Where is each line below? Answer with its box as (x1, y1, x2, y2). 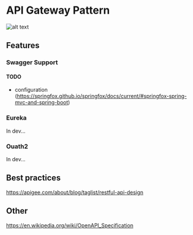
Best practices (6, 173, 61, 183)
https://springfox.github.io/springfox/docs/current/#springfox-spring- (17, 93, 187, 100)
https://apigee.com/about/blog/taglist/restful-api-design (6, 189, 144, 196)
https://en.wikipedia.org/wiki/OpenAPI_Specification (6, 221, 134, 229)
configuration (14, 86, 48, 93)
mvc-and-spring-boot (14, 99, 69, 106)
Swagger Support (6, 58, 58, 67)
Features (6, 40, 40, 51)
